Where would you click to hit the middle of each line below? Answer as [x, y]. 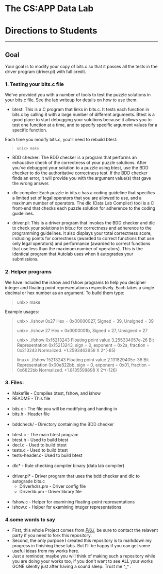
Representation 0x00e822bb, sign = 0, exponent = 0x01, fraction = [84, 365]
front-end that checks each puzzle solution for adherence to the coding [84, 208]
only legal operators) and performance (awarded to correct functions [81, 243]
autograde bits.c [28, 481]
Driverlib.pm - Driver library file [50, 491]
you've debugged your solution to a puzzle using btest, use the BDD [80, 168]
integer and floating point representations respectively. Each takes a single [80, 287]
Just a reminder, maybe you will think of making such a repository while [84, 556]
